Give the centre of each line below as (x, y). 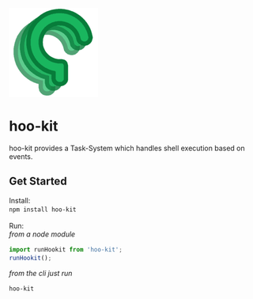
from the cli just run (41, 273)
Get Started (38, 182)
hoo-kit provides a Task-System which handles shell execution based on (127, 148)
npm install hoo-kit (43, 210)
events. (21, 156)
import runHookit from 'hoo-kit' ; (66, 249)
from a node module (42, 234)
